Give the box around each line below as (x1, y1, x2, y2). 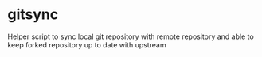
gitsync (7, 6, 59, 24)
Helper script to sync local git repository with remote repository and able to (7, 32, 254, 41)
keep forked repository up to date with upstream (7, 40, 166, 49)
